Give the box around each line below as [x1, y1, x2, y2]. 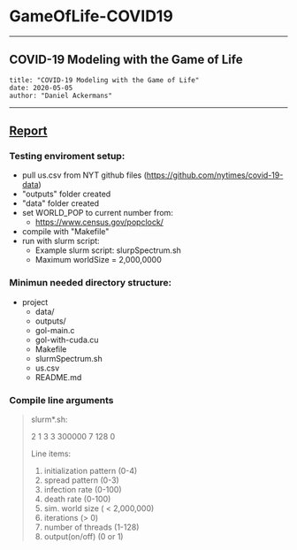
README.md [34, 371, 82, 382]
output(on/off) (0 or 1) [43, 531, 124, 542]
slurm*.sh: [30, 414, 68, 425]
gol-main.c [34, 325, 75, 335]
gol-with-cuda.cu [34, 334, 99, 345]
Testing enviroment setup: [9, 150, 126, 163]
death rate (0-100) [43, 493, 111, 505]
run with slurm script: [21, 236, 100, 247]
